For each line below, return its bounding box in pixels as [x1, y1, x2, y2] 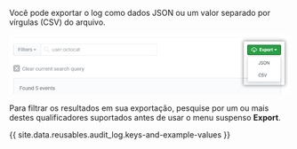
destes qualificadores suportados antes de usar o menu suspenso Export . [9, 112, 282, 122]
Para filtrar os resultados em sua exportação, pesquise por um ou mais [9, 102, 269, 114]
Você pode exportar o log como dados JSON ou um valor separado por [9, 8, 271, 18]
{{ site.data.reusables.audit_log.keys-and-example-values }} [9, 129, 231, 140]
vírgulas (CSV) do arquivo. [9, 17, 106, 27]
